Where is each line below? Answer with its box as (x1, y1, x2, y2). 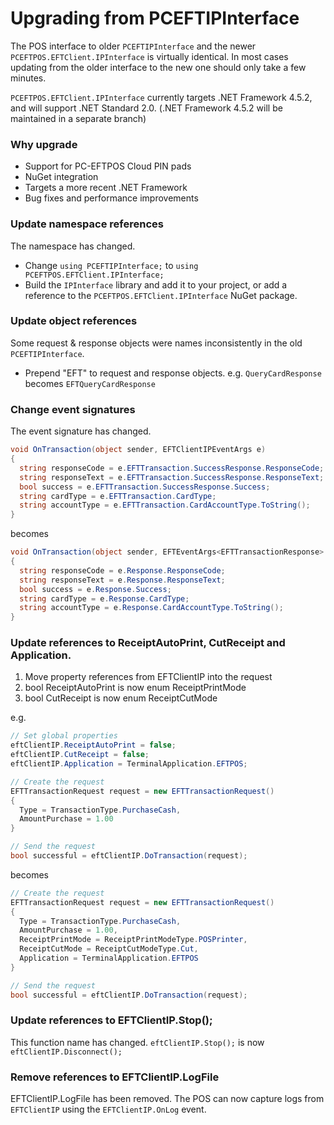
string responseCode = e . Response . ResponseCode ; (19, 565, 226, 576)
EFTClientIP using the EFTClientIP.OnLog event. (10, 1103, 207, 1116)
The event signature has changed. (10, 425, 152, 437)
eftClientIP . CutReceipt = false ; (10, 750, 150, 760)
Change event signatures (10, 402, 136, 416)
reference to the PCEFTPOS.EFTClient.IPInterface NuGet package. (24, 289, 298, 301)
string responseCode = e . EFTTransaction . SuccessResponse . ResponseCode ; (19, 463, 325, 473)
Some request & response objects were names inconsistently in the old (10, 337, 303, 349)
